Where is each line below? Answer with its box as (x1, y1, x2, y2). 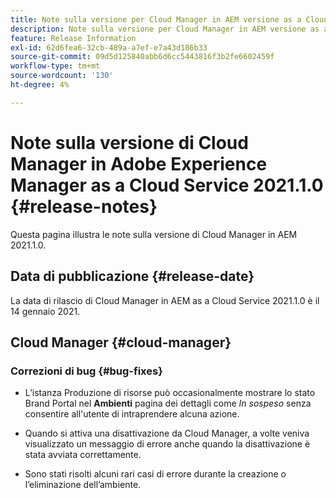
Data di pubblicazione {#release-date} (10, 268, 255, 285)
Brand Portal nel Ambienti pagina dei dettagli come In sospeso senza (24, 397, 312, 410)
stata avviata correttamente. (24, 449, 142, 461)
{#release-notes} (10, 195, 158, 218)
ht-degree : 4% (10, 80, 70, 90)
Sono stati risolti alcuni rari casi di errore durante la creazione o (24, 468, 287, 480)
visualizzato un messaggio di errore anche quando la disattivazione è (24, 438, 311, 450)
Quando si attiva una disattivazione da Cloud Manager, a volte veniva (24, 427, 310, 440)
